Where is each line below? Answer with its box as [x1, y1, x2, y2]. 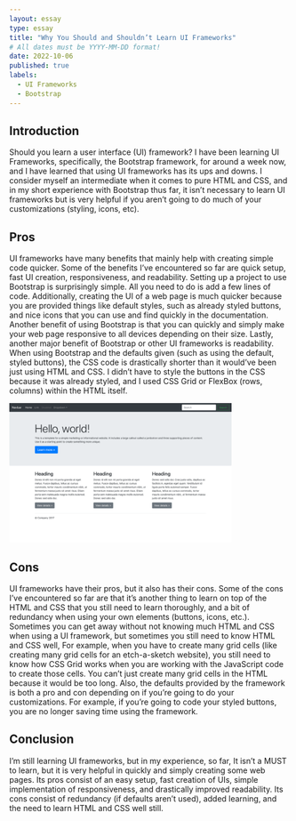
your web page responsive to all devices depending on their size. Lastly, [9, 329, 274, 340]
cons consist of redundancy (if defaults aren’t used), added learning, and [9, 793, 277, 804]
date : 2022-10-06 [9, 52, 74, 61]
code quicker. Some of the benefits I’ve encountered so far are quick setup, [9, 262, 286, 273]
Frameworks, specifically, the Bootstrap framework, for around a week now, [9, 157, 287, 167]
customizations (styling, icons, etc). [9, 204, 140, 214]
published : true [9, 61, 69, 70]
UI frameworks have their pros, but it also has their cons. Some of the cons [9, 584, 284, 594]
